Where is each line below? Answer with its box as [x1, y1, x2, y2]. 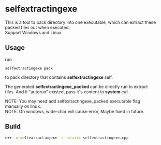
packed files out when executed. [5, 24, 70, 30]
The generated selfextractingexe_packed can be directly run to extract [5, 84, 148, 89]
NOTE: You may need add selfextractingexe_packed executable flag [5, 98, 141, 104]
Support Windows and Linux [5, 29, 61, 35]
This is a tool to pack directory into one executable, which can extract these [5, 19, 156, 25]
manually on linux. [5, 103, 41, 109]
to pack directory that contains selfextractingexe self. [5, 74, 113, 80]
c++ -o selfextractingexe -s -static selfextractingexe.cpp [5, 135, 129, 140]
